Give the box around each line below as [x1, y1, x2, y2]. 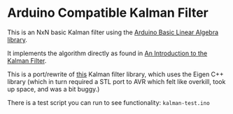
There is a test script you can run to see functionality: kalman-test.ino [7, 98, 210, 106]
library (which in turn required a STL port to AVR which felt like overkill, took [7, 77, 226, 85]
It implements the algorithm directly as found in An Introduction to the [7, 49, 208, 57]
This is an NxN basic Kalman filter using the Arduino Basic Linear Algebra [7, 28, 219, 36]
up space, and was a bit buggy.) [7, 85, 100, 93]
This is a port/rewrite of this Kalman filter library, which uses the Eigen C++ [7, 70, 224, 78]
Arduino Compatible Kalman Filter [7, 5, 209, 21]
